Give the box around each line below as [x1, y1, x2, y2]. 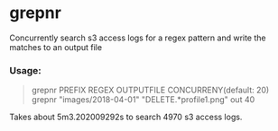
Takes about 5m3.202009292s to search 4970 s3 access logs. [9, 111, 243, 123]
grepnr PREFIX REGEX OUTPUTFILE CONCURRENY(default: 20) [31, 84, 270, 96]
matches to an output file [9, 41, 102, 52]
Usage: [9, 64, 42, 76]
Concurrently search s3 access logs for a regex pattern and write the [9, 32, 266, 43]
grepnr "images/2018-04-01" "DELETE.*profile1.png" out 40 [31, 94, 255, 105]
